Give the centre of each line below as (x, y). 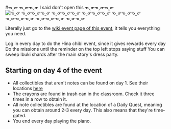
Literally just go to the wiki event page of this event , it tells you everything (83, 28)
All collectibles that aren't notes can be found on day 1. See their (80, 83)
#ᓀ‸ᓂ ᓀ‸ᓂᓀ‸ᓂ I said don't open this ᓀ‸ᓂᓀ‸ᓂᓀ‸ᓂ (59, 7)
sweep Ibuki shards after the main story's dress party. (62, 54)
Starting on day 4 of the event (54, 70)
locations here (28, 88)
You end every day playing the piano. (52, 121)
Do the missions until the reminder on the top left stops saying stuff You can (85, 49)
